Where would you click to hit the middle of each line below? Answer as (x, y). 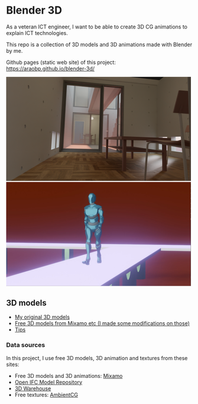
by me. (14, 50)
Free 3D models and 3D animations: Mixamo (69, 376)
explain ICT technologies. (37, 33)
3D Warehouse (33, 388)
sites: (13, 364)
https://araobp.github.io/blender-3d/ (51, 68)
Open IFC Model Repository (48, 382)
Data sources (26, 345)
